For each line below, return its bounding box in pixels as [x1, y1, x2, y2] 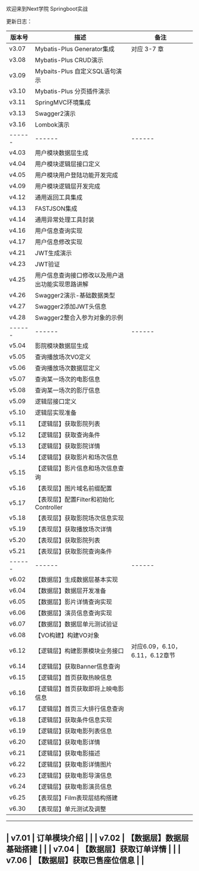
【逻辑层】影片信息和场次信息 [34, 464, 118, 472]
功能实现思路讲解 [40, 280, 89, 288]
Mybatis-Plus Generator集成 [34, 45, 115, 53]
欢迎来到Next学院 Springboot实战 [6, 5, 88, 12]
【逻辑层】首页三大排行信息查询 [34, 705, 124, 712]
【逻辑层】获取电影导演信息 [34, 771, 113, 780]
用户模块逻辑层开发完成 [34, 182, 101, 190]
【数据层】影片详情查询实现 [34, 598, 113, 606]
